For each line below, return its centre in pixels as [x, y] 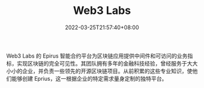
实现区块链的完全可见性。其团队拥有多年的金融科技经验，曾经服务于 [102, 63]
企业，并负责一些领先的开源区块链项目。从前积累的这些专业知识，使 [107, 71]
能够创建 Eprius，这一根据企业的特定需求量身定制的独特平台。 [89, 78]
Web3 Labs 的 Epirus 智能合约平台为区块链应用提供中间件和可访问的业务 [97, 56]
